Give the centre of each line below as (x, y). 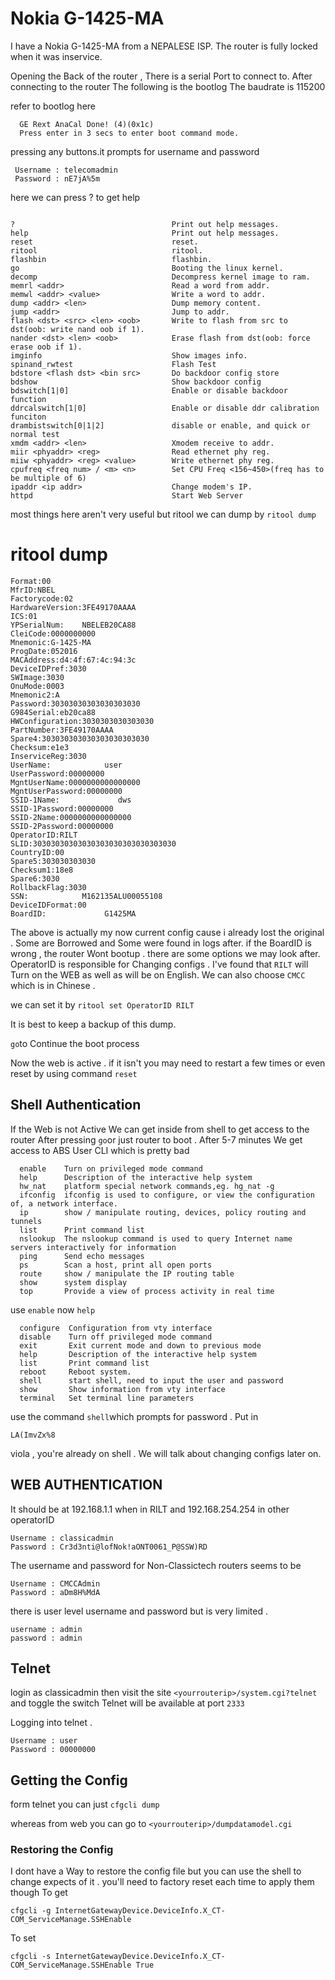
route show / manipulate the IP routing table (127, 1273)
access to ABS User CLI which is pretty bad (100, 1150)
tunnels (26, 1221)
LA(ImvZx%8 (33, 1435)
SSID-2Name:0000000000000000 (71, 817)
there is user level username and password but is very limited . (139, 1611)
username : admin (46, 1629)
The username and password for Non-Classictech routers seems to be (156, 1565)
